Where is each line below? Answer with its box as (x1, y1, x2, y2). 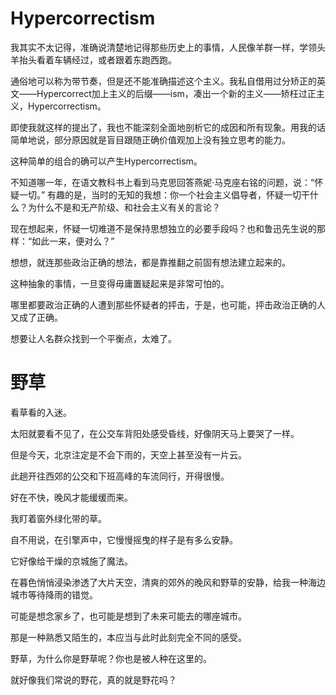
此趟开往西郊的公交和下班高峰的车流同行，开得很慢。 (10, 470, 230, 482)
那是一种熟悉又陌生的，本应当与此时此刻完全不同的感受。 (10, 631, 247, 643)
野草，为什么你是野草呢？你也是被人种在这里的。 (10, 652, 212, 664)
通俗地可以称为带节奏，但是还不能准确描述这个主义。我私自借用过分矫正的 (10, 75, 317, 87)
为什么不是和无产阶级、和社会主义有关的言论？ (27, 201, 221, 213)
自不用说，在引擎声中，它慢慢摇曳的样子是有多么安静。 (10, 533, 238, 546)
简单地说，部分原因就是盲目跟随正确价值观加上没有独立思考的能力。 (10, 133, 291, 146)
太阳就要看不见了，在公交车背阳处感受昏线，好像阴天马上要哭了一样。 (10, 427, 300, 439)
